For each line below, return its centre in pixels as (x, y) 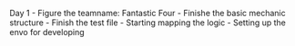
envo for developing (47, 32)
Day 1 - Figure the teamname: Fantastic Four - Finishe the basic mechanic (147, 13)
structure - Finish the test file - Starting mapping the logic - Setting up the (148, 23)
